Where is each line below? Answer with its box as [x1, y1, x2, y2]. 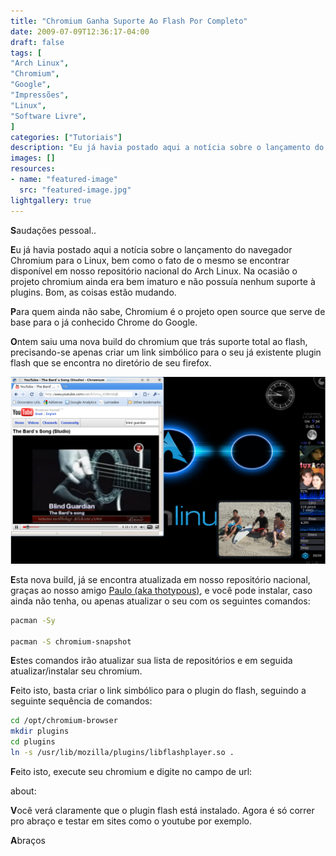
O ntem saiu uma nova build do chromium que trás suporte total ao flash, [10, 335, 308, 347]
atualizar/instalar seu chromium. [10, 665, 143, 677]
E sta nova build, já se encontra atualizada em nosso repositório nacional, [10, 573, 311, 585]
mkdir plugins [10, 726, 70, 737]
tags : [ [10, 48, 43, 58]
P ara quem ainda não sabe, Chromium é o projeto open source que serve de [10, 305, 326, 317]
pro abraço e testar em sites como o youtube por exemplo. [10, 815, 253, 827]
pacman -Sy [10, 615, 56, 625]
